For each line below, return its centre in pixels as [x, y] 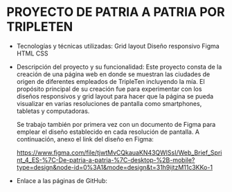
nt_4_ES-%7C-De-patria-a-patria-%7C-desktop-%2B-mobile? [106, 159]
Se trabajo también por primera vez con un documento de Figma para [116, 124]
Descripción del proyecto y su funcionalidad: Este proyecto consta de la [119, 67]
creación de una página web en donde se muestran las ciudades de [113, 74]
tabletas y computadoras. [53, 111]
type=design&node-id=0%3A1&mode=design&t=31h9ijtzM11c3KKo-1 [114, 167]
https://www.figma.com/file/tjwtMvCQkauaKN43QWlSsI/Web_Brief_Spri [119, 152]
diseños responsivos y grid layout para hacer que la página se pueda [115, 96]
